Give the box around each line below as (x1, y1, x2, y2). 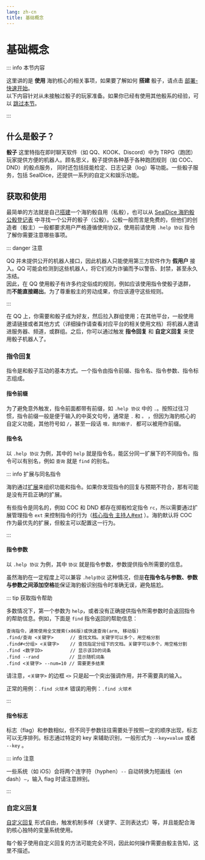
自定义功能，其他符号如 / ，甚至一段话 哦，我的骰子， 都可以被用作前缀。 (6, 420, 185, 427)
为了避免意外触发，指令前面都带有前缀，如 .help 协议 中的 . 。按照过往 (6, 404, 184, 412)
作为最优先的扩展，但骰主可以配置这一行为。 (6, 519, 119, 526)
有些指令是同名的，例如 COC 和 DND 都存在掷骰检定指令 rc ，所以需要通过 (6, 504, 193, 511)
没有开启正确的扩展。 (11, 490, 65, 498)
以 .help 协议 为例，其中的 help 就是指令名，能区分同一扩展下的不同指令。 (6, 450, 193, 457)
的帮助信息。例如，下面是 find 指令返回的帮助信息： (6, 614, 138, 622)
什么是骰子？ (6, 131, 55, 142)
